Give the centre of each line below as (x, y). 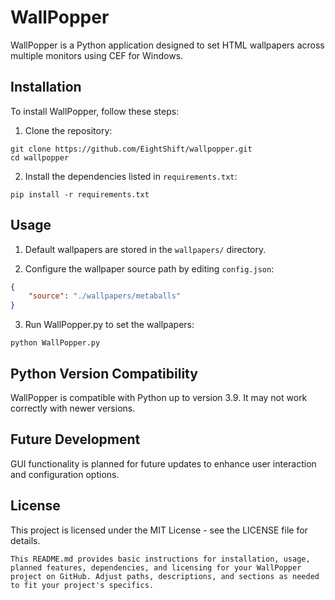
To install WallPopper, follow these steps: (95, 111)
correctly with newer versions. (73, 408)
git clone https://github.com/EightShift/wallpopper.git (131, 149)
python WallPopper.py (55, 343)
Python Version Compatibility (104, 373)
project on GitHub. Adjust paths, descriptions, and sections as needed (165, 576)
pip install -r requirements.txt (80, 194)
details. (25, 540)
